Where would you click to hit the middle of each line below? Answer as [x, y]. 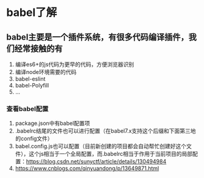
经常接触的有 [38, 49]
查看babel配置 [27, 109]
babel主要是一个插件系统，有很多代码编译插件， [98, 37]
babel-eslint [30, 79]
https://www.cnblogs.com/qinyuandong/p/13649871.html [87, 168]
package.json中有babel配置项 [53, 124]
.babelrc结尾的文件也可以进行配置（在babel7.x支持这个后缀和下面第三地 [106, 131]
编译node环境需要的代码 [46, 72]
